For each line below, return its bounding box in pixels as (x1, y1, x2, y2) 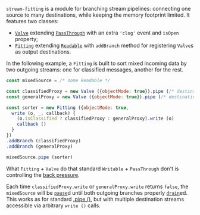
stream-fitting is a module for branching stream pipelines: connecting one (6, 5, 191, 12)
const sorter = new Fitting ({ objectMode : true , (6, 104, 129, 111)
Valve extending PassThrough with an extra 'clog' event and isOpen (14, 29, 179, 36)
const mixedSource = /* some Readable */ (6, 77, 111, 83)
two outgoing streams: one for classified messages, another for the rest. (6, 66, 183, 73)
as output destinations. (14, 48, 71, 55)
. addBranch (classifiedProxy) (6, 138, 82, 144)
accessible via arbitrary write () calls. (6, 202, 101, 209)
